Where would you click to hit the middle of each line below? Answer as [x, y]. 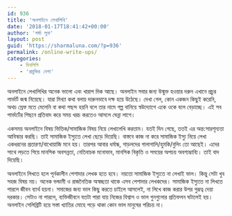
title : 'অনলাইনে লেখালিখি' [38, 20]
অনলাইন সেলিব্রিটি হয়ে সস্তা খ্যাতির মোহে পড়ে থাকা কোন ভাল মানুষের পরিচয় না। [86, 204]
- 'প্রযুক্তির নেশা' [37, 71]
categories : [24, 59]
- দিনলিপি [29, 65]
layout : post [26, 39]
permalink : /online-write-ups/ [52, 53]
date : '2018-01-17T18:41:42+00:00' [59, 26]
